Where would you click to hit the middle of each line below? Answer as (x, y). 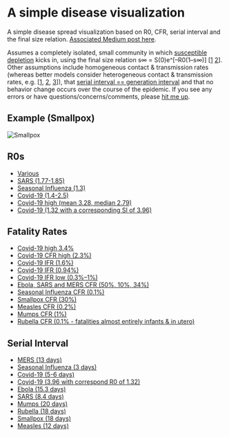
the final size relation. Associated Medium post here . (82, 39)
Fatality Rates (37, 232)
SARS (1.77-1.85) (41, 180)
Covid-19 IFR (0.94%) (48, 270)
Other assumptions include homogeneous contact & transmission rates (108, 67)
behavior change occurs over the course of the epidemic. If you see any (110, 89)
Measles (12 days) (43, 426)
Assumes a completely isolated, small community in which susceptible (107, 52)
